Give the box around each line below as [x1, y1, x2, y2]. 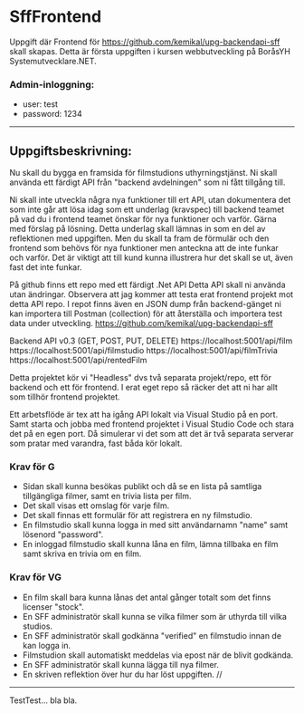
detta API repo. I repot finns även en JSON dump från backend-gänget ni [9, 299, 282, 310]
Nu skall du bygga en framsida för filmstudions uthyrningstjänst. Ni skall [9, 168, 278, 178]
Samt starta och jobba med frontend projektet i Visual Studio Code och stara [9, 419, 294, 429]
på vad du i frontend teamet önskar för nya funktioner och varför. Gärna [9, 214, 278, 225]
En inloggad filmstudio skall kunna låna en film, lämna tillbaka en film [22, 539, 279, 550]
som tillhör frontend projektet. [9, 391, 120, 402]
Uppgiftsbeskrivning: [9, 143, 133, 159]
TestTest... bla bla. [9, 695, 78, 706]
